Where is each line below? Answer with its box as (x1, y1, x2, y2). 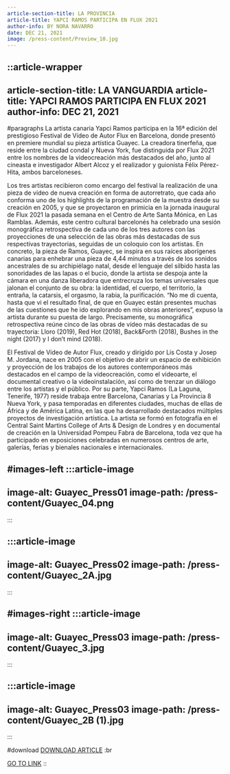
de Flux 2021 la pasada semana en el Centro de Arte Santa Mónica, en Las (7, 211, 218, 219)
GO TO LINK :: (7, 760, 47, 768)
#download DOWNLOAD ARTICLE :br (7, 746, 113, 754)
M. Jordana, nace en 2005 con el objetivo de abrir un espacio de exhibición (7, 356, 221, 364)
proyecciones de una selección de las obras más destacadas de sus (7, 233, 200, 241)
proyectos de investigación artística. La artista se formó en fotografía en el (7, 414, 218, 422)
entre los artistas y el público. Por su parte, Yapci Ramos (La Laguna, (7, 385, 203, 393)
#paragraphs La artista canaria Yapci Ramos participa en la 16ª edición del (7, 125, 218, 133)
